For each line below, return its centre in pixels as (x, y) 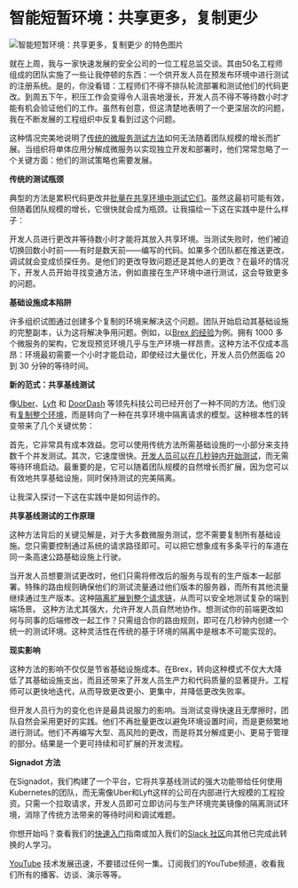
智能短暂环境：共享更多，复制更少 (134, 18)
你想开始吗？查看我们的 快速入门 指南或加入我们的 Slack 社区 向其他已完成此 (145, 833)
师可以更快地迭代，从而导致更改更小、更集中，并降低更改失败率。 (129, 691)
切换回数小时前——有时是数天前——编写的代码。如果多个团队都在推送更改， (149, 250)
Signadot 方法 (35, 762)
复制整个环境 (40, 414)
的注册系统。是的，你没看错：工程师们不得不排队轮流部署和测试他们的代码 (145, 85)
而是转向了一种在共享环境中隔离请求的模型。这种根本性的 (176, 414)
